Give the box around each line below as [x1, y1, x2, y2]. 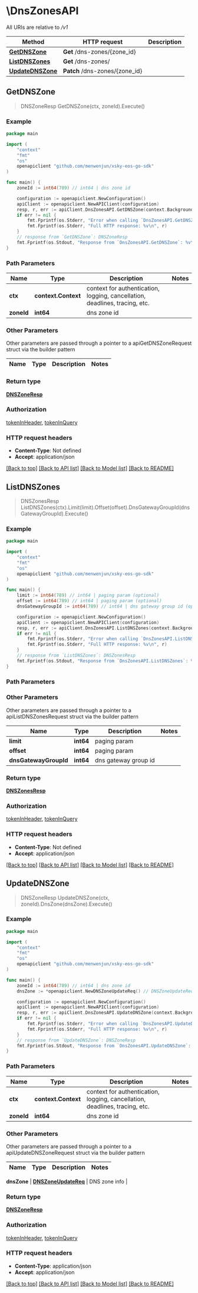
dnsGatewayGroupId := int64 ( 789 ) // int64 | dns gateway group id [16, 603, 183, 609]
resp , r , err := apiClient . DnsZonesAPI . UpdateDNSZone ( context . [16, 1010, 176, 1016]
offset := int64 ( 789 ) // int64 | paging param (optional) [16, 598, 162, 604]
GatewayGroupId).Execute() [20, 510, 88, 517]
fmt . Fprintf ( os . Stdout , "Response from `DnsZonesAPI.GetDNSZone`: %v [16, 239, 192, 246]
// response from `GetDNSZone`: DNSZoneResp [16, 234, 128, 240]
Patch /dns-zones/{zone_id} [62, 67, 143, 75]
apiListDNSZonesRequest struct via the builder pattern [6, 713, 138, 720]
